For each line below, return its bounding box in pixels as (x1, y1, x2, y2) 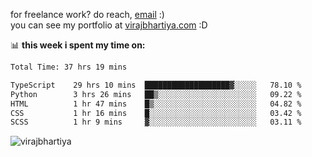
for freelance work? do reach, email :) (10, 9, 165, 20)
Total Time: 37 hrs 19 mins (10, 62, 128, 72)
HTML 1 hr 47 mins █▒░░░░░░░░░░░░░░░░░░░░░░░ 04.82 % (10, 99, 302, 109)
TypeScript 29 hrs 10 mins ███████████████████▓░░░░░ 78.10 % (10, 80, 302, 90)
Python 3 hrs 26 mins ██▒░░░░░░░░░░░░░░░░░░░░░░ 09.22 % (10, 89, 302, 99)
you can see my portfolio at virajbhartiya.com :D (10, 19, 208, 31)
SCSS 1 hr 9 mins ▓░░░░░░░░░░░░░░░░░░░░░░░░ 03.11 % (10, 117, 302, 128)
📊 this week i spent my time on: (10, 39, 146, 51)
